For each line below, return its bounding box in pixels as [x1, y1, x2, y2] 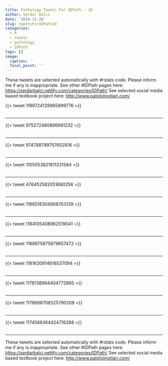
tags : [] [5, 49, 23, 54]
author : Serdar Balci [5, 12, 50, 17]
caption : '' [9, 59, 35, 64]
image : [5, 54, 19, 59]
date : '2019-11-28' [5, 17, 46, 22]
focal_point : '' [9, 63, 43, 68]
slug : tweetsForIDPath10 [5, 21, 57, 27]
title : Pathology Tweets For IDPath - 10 [5, 7, 93, 13]
